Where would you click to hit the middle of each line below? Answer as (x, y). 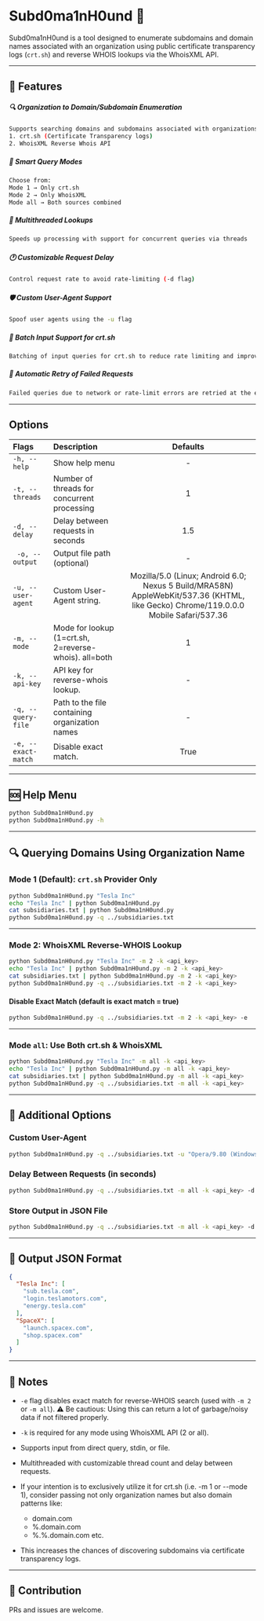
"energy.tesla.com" (55, 1306)
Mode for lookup (83, 628)
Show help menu (84, 463)
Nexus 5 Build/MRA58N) (188, 586)
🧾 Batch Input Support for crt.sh (62, 337)
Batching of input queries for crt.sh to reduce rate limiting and (121, 356)
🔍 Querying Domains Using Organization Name (127, 853)
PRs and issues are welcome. (56, 1609)
